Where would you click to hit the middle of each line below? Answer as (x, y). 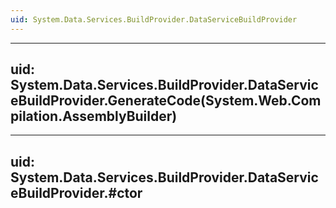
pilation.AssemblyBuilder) (94, 116)
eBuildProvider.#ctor (76, 192)
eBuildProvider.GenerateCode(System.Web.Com (166, 101)
